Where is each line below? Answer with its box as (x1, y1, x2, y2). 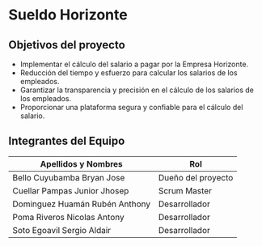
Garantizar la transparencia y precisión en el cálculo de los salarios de (19, 85, 255, 95)
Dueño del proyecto (158, 172, 234, 183)
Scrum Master (158, 184, 213, 196)
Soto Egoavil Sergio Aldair (12, 224, 112, 235)
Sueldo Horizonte (8, 6, 128, 24)
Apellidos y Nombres (40, 158, 123, 169)
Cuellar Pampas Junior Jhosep (12, 184, 129, 196)
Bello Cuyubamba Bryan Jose (12, 172, 125, 183)
